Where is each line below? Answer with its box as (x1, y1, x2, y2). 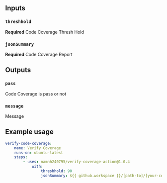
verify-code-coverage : (5, 141, 52, 146)
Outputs (5, 66, 31, 74)
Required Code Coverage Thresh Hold (5, 29, 84, 35)
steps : (14, 155, 28, 160)
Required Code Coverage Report (5, 51, 73, 57)
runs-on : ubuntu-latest (14, 150, 64, 155)
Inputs (5, 4, 26, 12)
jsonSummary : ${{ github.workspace (40, 173, 114, 178)
